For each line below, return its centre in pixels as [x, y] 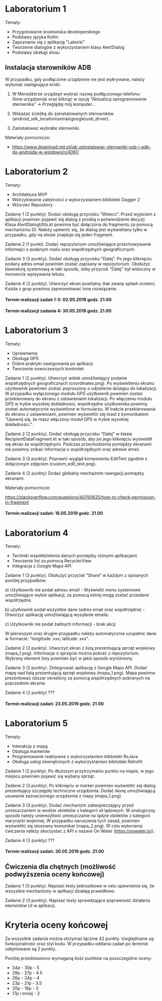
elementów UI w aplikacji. [30, 906]
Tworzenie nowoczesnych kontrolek [48, 368]
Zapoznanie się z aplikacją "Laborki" [48, 42]
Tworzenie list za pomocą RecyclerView [52, 561]
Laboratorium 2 [37, 171]
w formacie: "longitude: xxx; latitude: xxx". [47, 639]
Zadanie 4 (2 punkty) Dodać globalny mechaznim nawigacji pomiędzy [75, 473]
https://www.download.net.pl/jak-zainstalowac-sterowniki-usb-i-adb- [81, 147]
